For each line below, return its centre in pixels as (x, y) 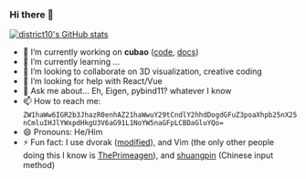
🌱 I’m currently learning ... (71, 62)
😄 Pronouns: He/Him (63, 132)
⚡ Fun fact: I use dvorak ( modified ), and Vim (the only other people (148, 142)
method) (39, 165)
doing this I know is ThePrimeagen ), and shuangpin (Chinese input (148, 155)
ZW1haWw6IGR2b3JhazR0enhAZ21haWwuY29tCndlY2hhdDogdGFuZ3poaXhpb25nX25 (160, 115)
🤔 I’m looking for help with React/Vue (92, 81)
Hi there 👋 (32, 15)
